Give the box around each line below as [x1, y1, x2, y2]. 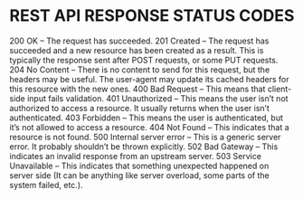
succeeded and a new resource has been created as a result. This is [9, 44, 264, 55]
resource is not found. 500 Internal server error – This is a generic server [9, 131, 281, 142]
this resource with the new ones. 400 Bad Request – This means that [9, 83, 266, 94]
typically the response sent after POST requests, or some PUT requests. [9, 54, 279, 65]
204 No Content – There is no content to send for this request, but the [9, 64, 270, 75]
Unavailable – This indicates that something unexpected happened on [9, 160, 270, 171]
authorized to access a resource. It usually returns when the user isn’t [9, 102, 270, 113]
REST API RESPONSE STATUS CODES [9, 5, 295, 26]
